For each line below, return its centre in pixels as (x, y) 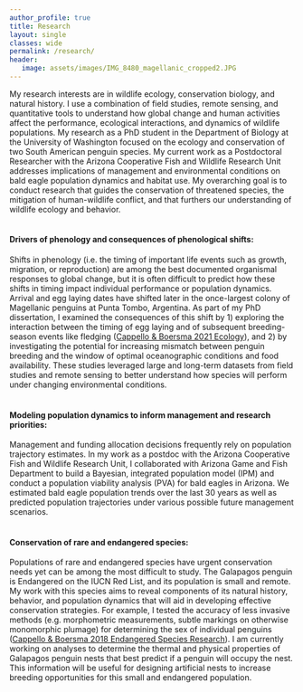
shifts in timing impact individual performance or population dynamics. (141, 289)
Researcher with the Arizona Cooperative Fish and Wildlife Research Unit (145, 161)
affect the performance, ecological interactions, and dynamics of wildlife (145, 122)
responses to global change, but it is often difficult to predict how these (142, 279)
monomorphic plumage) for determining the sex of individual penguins (141, 630)
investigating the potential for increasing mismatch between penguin (137, 346)
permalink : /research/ (52, 52)
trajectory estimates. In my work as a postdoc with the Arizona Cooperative (150, 454)
